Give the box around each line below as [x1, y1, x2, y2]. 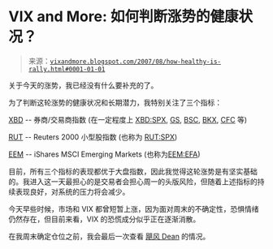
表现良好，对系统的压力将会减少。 [15, 187, 130, 196]
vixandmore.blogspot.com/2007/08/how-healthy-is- [50, 58, 222, 66]
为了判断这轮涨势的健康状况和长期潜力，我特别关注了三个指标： [8, 97, 222, 107]
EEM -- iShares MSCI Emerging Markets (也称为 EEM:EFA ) [8, 149, 201, 159]
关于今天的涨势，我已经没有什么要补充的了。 [8, 80, 158, 90]
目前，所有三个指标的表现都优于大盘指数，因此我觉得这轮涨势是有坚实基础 [8, 166, 258, 176]
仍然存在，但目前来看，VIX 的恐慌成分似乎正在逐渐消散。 [8, 214, 201, 224]
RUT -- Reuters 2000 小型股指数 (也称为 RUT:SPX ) [8, 131, 178, 142]
